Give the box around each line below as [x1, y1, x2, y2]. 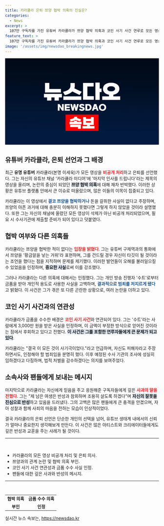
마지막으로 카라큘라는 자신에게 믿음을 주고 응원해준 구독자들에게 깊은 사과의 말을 [5, 387, 158, 393]
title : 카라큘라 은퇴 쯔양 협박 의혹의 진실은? [5, 8, 87, 13]
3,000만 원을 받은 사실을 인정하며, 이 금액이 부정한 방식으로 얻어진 [18, 322, 144, 328]
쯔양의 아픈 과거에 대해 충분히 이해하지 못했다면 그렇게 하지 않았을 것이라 [5, 204, 143, 210]
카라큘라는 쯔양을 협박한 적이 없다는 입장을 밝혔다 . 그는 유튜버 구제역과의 [5, 246, 143, 252]
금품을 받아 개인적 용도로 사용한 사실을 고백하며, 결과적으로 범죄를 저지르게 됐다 [5, 281, 156, 287]
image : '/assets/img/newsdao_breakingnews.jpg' [5, 44, 104, 49]
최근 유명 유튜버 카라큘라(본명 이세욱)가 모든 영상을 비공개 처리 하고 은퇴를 [5, 169, 145, 175]
